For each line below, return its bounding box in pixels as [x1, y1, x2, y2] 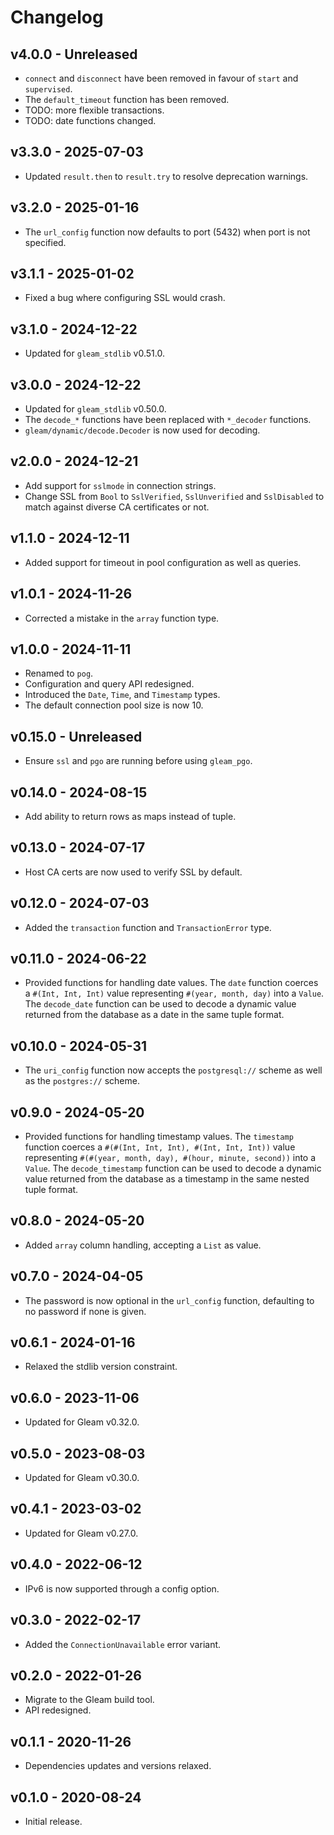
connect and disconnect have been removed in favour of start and [24, 72, 299, 84]
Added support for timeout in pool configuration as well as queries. [24, 556, 302, 568]
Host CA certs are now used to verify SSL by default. [24, 866, 243, 878]
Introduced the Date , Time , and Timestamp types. [24, 689, 221, 701]
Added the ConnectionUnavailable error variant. [24, 1638, 222, 1650]
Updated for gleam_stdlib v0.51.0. [24, 347, 165, 360]
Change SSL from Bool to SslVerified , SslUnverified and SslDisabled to [24, 490, 325, 502]
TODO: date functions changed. [24, 115, 157, 126]
